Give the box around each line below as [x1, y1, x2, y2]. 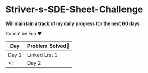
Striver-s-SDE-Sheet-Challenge [5, 4, 143, 15]
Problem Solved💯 [27, 42, 70, 50]
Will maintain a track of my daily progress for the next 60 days [5, 20, 140, 27]
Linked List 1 [27, 51, 58, 58]
